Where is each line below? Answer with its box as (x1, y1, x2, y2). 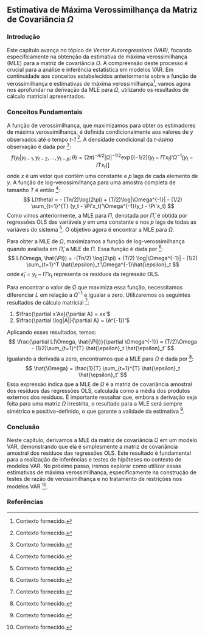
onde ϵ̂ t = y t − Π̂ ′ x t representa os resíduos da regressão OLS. (7, 271, 160, 279)
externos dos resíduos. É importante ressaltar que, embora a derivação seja (7, 393, 197, 401)
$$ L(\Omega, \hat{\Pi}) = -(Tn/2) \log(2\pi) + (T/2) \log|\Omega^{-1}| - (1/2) (7, 255, 198, 262)
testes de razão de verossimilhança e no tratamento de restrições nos (7, 475, 182, 482)
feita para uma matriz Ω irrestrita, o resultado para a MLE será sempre (7, 399, 182, 407)
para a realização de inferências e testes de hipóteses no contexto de (7, 455, 182, 463)
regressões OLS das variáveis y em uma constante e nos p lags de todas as (7, 218, 196, 226)
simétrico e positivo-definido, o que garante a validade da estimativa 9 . (7, 406, 185, 415)
